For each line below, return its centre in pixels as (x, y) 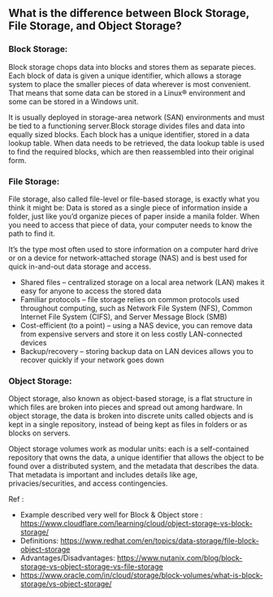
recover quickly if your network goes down (92, 360)
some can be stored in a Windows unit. (74, 102)
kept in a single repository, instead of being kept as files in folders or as (128, 425)
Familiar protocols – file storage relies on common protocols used (130, 299)
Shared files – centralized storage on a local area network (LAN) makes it (142, 282)
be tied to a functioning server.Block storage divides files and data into (127, 126)
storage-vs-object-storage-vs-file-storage (92, 567)
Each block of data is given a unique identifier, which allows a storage (125, 76)
